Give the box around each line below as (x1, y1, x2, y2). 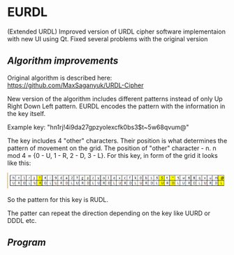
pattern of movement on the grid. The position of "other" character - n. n (7, 144, 217, 152)
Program (7, 236, 47, 248)
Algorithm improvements (7, 55, 119, 67)
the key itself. (7, 109, 46, 117)
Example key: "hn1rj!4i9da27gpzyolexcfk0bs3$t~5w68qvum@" (7, 123, 189, 131)
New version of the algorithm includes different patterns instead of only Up (7, 94, 224, 103)
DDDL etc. (7, 216, 37, 224)
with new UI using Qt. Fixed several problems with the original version (7, 34, 208, 43)
